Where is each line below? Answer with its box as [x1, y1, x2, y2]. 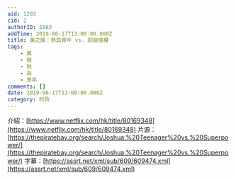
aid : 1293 [7, 10, 37, 18]
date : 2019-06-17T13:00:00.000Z [7, 89, 103, 96]
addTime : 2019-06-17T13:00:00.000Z [7, 30, 113, 38]
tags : [7, 43, 23, 50]
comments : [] [7, 83, 46, 90]
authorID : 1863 [7, 23, 52, 30]
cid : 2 [7, 17, 27, 24]
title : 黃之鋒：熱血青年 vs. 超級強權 [7, 37, 109, 44]
